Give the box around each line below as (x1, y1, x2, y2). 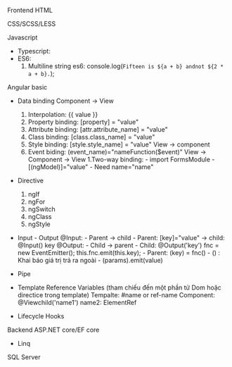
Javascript (7, 33, 38, 42)
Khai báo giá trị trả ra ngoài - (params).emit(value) (17, 256, 163, 264)
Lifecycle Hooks (17, 312, 65, 320)
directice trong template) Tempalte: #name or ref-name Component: (17, 291, 216, 299)
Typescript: (17, 47, 51, 55)
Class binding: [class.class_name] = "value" (27, 133, 155, 141)
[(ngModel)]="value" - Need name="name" (27, 163, 154, 171)
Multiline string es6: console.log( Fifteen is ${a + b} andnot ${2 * (27, 62, 224, 70)
